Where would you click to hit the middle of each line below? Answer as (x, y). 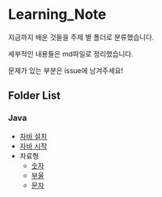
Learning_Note (58, 15)
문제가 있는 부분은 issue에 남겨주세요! (66, 70)
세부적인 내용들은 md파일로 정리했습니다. (71, 53)
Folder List (34, 96)
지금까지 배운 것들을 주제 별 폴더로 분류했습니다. (81, 37)
